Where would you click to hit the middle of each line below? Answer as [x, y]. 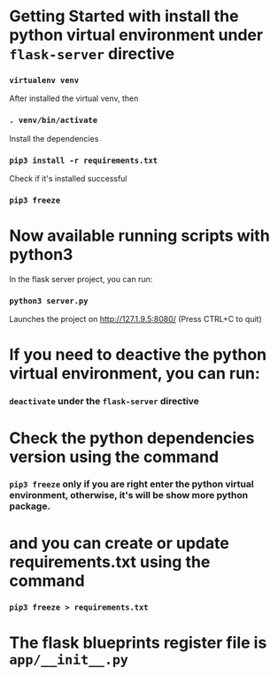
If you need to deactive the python [138, 355]
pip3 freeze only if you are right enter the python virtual [131, 484]
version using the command [114, 457]
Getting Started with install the [124, 16]
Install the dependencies [54, 138]
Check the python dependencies [132, 438]
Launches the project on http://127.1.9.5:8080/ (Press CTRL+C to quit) [136, 319]
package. [30, 506]
